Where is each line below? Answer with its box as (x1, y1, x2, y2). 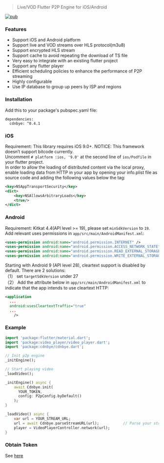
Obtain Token (5, 441, 38, 448)
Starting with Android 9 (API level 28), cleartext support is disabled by (5, 262, 145, 268)
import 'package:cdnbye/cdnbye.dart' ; (5, 344, 84, 349)
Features (5, 25, 27, 32)
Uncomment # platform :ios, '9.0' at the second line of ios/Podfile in (5, 154, 152, 160)
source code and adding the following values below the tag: (5, 174, 125, 180)
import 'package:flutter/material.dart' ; (5, 335, 91, 340)
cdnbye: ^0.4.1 (9, 121, 41, 126)
